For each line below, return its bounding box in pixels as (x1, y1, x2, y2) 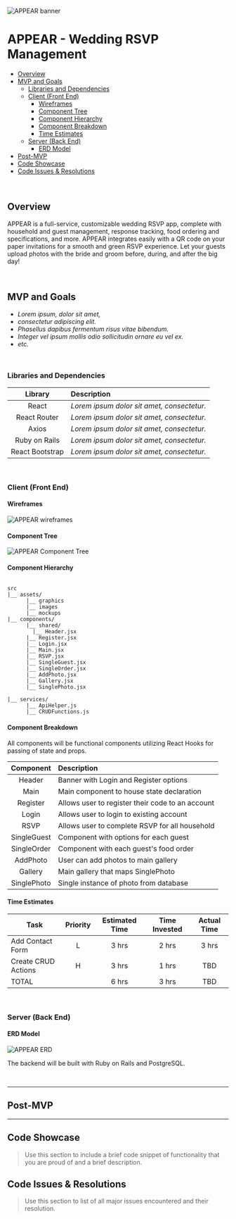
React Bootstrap (11, 446, 65, 456)
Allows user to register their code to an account (58, 798, 214, 808)
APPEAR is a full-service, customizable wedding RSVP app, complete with (7, 219, 222, 228)
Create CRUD (11, 956, 55, 966)
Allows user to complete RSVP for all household (58, 820, 215, 830)
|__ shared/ (25, 622, 61, 630)
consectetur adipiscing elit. (17, 317, 97, 325)
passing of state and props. (7, 746, 87, 755)
